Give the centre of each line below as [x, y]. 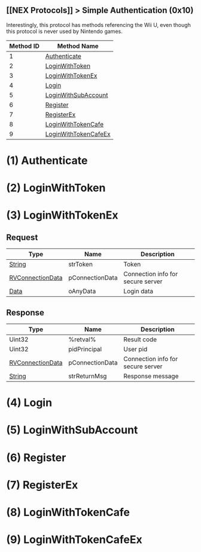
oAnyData [82, 292]
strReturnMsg [88, 376]
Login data [138, 292]
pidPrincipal [85, 349]
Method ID [25, 46]
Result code [140, 339]
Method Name [78, 46]
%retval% [82, 339]
